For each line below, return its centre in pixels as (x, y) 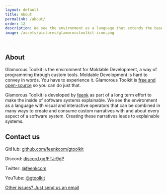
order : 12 (15, 24)
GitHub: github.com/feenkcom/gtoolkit (44, 149)
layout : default (22, 10)
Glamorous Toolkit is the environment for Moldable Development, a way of (81, 69)
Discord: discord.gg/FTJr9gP (35, 158)
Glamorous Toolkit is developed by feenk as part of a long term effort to (78, 95)
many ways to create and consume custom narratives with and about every (82, 110)
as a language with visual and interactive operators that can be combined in (83, 105)
